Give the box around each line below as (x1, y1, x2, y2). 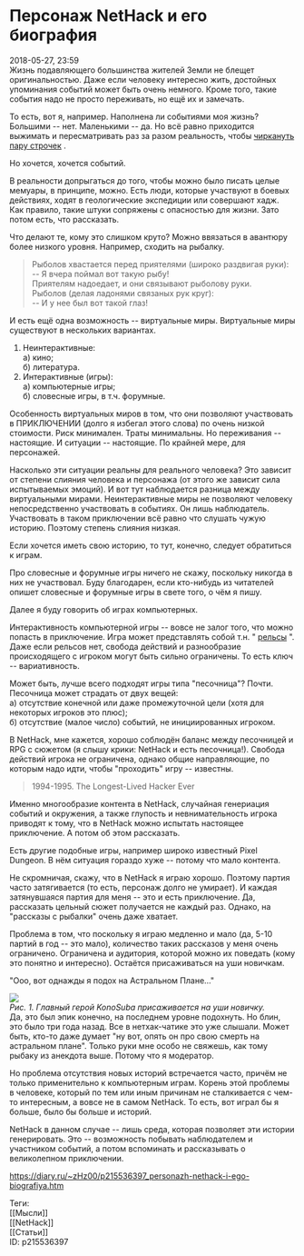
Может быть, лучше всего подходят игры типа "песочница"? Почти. (9, 678, 274, 689)
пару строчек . (9, 140, 66, 151)
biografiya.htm (9, 1180, 64, 1191)
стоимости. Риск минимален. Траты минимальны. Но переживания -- (9, 427, 281, 438)
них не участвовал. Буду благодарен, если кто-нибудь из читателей (9, 576, 274, 587)
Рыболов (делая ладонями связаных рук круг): (31, 287, 215, 298)
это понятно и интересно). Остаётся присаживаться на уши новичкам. (9, 957, 285, 968)
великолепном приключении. (9, 1152, 124, 1163)
